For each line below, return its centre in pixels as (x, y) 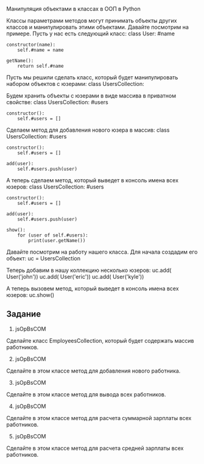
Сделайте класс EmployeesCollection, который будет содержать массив (100, 340)
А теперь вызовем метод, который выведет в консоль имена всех (93, 288)
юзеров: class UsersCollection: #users (55, 187)
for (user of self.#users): (53, 235)
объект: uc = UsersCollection (44, 258)
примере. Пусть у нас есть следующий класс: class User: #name (91, 34)
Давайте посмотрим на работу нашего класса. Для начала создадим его (102, 252)
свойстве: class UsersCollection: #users (57, 102)
